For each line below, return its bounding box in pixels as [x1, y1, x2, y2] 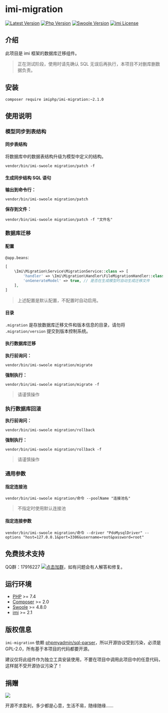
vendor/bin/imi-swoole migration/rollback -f [5, 447, 101, 452]
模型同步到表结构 [5, 128, 46, 135]
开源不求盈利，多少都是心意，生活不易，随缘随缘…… [5, 702, 114, 708]
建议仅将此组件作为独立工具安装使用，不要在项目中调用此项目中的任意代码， [5, 656, 163, 663]
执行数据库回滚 [5, 405, 41, 412]
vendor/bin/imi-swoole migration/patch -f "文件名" [5, 217, 113, 222]
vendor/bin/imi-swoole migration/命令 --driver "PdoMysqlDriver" [5, 530, 142, 535]
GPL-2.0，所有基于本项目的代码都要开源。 [5, 646, 92, 652]
